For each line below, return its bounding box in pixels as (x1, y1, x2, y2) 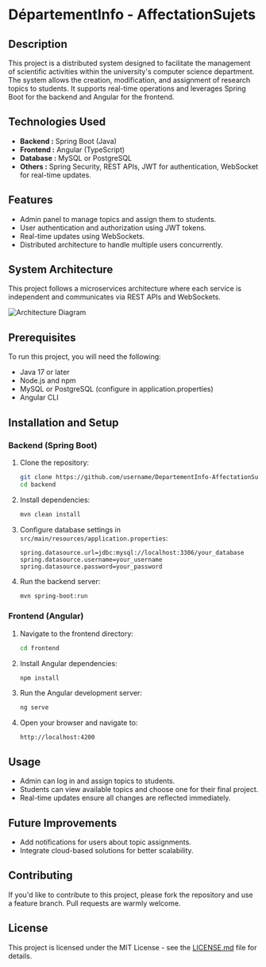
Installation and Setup (8, 415, 119, 429)
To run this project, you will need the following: (8, 352, 161, 361)
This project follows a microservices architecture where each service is (8, 284, 242, 294)
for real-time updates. (19, 170, 91, 180)
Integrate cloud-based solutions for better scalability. (19, 845, 194, 855)
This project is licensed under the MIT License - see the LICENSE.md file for (8, 942, 257, 952)
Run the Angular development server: (19, 688, 143, 698)
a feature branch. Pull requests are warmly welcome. (8, 898, 181, 908)
